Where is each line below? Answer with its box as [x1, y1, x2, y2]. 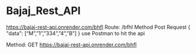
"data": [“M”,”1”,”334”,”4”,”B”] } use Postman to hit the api [6, 29, 145, 36]
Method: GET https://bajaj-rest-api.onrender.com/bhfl [6, 41, 137, 48]
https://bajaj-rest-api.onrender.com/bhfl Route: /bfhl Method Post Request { [6, 23, 191, 31]
